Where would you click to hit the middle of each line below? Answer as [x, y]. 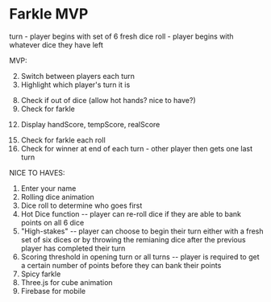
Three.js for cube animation [67, 282]
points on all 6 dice [52, 222]
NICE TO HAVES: [37, 172]
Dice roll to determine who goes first [81, 205]
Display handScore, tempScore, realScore [90, 124]
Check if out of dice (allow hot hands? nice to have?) [108, 100]
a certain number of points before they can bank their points [121, 265]
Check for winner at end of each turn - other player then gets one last [137, 148]
